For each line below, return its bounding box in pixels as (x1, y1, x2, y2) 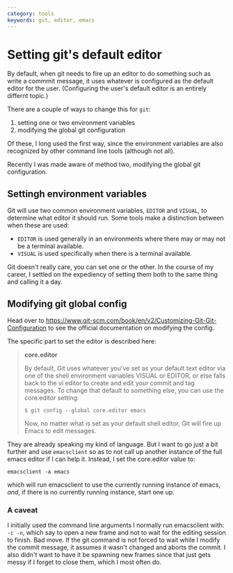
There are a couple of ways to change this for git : (7, 105, 151, 113)
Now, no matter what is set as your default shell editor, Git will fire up (24, 419, 221, 428)
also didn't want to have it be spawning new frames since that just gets (7, 551, 211, 559)
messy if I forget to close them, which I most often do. (7, 558, 162, 567)
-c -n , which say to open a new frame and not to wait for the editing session (7, 528, 226, 537)
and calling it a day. (7, 277, 63, 286)
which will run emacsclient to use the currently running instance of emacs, (7, 481, 221, 489)
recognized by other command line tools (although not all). (7, 147, 175, 155)
